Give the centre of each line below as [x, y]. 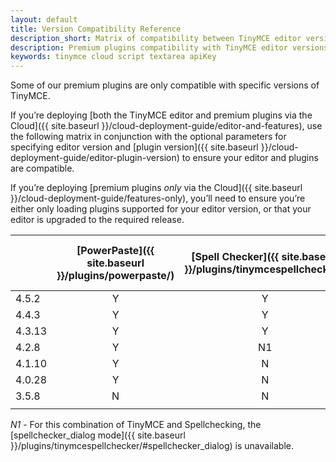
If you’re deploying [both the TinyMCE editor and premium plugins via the [161, 115]
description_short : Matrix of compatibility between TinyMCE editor [156, 38]
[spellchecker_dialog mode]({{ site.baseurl [98, 435]
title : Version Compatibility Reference [96, 29]
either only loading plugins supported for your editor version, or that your [161, 209]
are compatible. [42, 168]
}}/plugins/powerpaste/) [115, 276]
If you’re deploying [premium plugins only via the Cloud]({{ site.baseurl [156, 188]
